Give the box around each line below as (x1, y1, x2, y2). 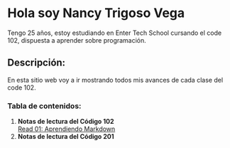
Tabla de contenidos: (7, 101, 82, 111)
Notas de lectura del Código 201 (17, 132, 115, 141)
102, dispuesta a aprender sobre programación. (7, 36, 147, 44)
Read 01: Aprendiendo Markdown (17, 125, 116, 133)
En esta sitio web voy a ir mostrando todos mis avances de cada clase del (7, 75, 224, 84)
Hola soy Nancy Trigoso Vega (7, 5, 185, 21)
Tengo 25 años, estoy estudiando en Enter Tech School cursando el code (7, 28, 222, 37)
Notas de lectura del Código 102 (17, 117, 115, 126)
